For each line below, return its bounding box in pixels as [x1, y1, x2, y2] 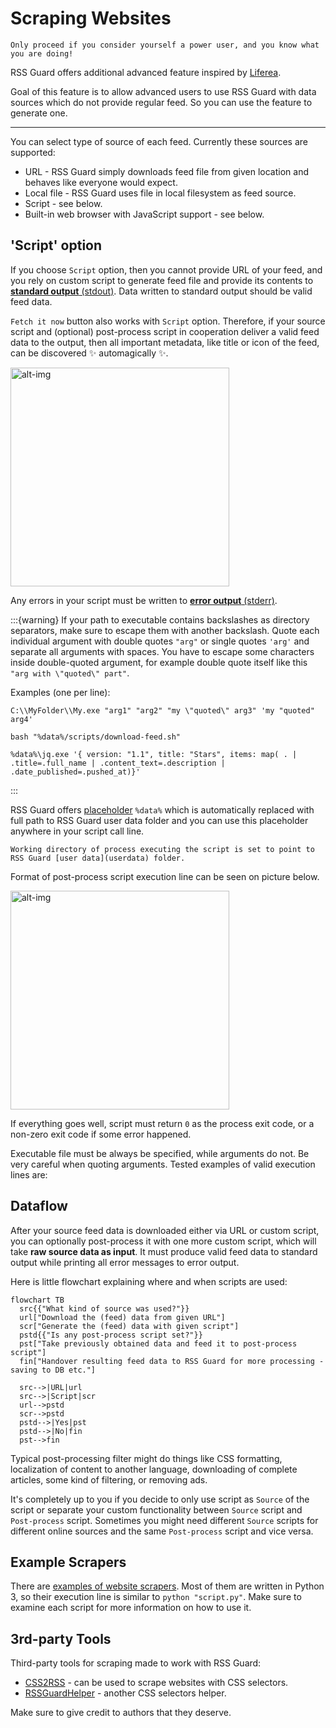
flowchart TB [10, 1295, 65, 1305]
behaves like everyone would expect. [24, 176, 178, 188]
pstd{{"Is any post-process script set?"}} [19, 1330, 203, 1340]
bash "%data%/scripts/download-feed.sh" [10, 732, 182, 742]
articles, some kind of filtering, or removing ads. [10, 1473, 208, 1486]
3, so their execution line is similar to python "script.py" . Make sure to [10, 1591, 302, 1603]
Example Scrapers [10, 1553, 127, 1571]
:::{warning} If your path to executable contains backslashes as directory [10, 613, 310, 626]
